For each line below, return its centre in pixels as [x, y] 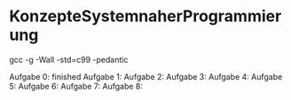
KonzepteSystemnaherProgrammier [145, 16]
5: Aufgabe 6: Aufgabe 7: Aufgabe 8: [76, 86]
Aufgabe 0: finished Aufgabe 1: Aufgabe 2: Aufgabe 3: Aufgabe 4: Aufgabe [146, 76]
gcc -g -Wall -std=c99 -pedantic [69, 59]
